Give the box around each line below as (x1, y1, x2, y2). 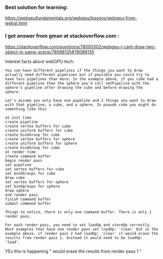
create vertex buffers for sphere (5, 136, 76, 141)
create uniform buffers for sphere (5, 141, 78, 146)
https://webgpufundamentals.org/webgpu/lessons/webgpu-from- (5, 15, 138, 21)
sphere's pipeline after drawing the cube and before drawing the (5, 85, 143, 90)
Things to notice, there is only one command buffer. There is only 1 (5, 209, 152, 214)
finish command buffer (5, 197, 51, 202)
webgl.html (5, 20, 28, 26)
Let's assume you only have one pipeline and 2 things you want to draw (5, 98, 156, 103)
